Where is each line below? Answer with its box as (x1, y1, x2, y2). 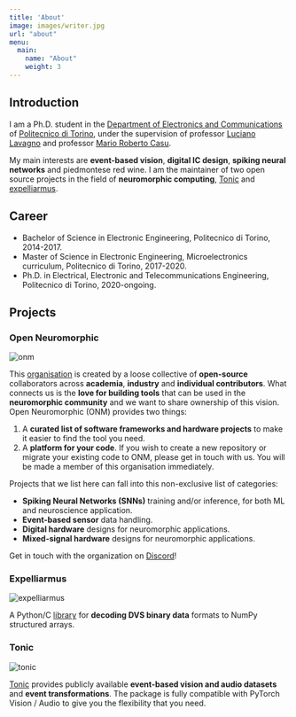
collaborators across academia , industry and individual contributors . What (9, 378, 287, 389)
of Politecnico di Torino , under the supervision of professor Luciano (9, 128, 256, 138)
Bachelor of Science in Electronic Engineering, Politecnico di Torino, (21, 232, 271, 243)
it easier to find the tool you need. (21, 433, 146, 444)
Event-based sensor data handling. (21, 515, 153, 526)
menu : (9, 37, 29, 47)
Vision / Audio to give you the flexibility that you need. (9, 698, 206, 708)
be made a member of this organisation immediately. (21, 462, 214, 472)
